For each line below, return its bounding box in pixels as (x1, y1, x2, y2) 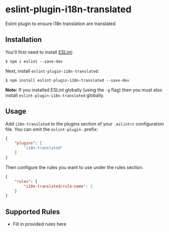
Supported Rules (5, 207, 60, 216)
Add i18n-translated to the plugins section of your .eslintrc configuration (5, 120, 164, 126)
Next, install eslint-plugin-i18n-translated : (5, 68, 99, 74)
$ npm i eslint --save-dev (5, 59, 63, 64)
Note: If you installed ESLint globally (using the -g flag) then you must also (5, 87, 162, 93)
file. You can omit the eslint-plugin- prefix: (5, 126, 98, 132)
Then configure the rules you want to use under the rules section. (5, 164, 144, 170)
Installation (5, 35, 42, 44)
